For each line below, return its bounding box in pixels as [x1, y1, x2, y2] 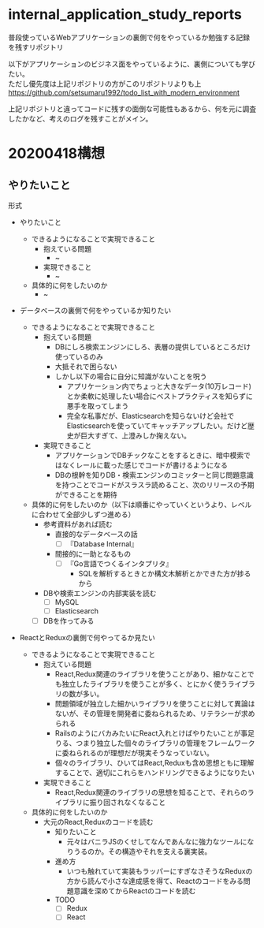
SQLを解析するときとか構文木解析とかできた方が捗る [78, 569, 251, 579]
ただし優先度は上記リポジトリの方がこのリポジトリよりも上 [8, 79, 202, 88]
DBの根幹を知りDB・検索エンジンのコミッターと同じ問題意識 [54, 470, 254, 479]
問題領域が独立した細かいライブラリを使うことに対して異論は [54, 699, 255, 709]
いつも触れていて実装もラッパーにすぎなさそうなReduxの [66, 867, 253, 876]
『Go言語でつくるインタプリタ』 [66, 559, 173, 568]
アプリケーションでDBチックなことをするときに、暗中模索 [54, 450, 244, 460]
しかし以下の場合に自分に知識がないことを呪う [54, 371, 207, 381]
